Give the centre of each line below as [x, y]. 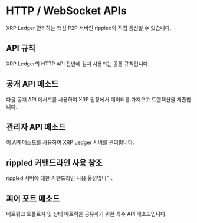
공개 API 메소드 [32, 84]
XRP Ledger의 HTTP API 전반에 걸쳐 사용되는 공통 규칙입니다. [78, 64]
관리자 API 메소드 [36, 127]
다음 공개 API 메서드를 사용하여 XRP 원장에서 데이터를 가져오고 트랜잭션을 [91, 99]
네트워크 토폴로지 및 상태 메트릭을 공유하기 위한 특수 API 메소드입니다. [86, 214]
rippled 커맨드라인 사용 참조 [55, 163]
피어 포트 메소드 [33, 199]
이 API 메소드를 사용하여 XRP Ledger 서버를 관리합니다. [70, 142]
